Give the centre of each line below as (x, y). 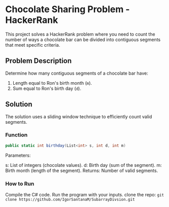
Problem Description (39, 61)
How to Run (20, 184)
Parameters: (18, 155)
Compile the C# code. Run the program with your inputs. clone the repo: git (84, 195)
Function (16, 135)
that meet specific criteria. (33, 45)
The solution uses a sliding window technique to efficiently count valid (79, 116)
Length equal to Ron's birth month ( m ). (52, 83)
